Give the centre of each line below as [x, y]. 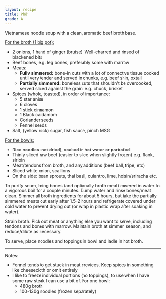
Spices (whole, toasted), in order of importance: [61, 94]
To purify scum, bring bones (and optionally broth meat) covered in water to [82, 186]
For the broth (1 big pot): [30, 42]
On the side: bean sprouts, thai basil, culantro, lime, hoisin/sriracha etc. [84, 176]
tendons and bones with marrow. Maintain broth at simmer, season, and [78, 226]
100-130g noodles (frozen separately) [58, 291]
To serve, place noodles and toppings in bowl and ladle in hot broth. [74, 241]
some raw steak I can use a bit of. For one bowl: [61, 281]
